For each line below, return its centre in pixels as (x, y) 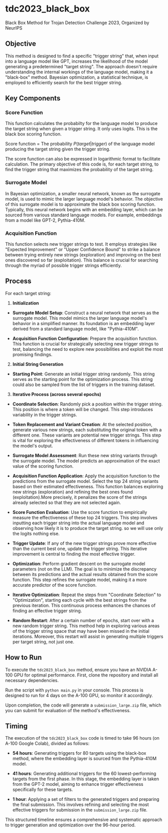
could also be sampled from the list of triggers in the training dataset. (84, 384)
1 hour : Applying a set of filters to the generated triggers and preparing (86, 799)
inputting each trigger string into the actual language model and (78, 523)
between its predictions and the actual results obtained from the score (85, 574)
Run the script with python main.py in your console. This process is (74, 690)
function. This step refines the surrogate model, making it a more (79, 580)
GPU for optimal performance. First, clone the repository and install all (86, 675)
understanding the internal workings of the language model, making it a (79, 72)
